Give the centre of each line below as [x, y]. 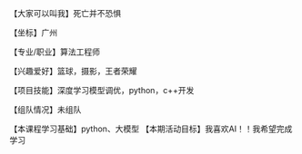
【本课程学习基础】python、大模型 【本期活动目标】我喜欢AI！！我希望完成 [151, 129]
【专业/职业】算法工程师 [55, 52]
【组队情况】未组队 [45, 110]
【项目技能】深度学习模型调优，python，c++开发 [102, 90]
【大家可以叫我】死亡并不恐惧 [65, 13]
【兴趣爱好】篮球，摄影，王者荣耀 [73, 71]
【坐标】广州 [33, 33]
